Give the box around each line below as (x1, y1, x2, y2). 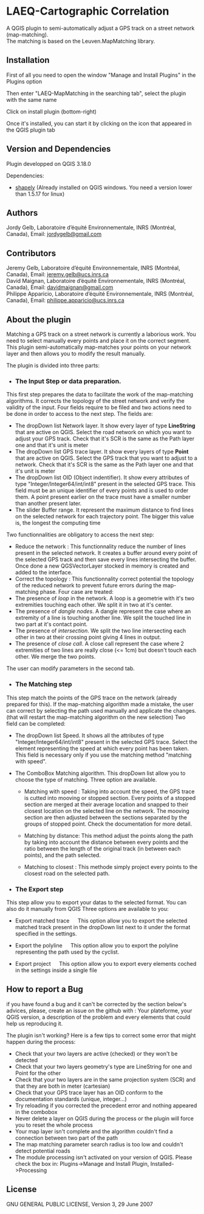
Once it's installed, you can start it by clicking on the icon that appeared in (6, 120, 192, 127)
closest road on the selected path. (24, 869, 110, 877)
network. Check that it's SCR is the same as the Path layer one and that (15, 461, 194, 468)
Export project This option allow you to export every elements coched (15, 960, 197, 967)
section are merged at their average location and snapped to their (24, 801, 189, 808)
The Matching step (15, 680, 72, 688)
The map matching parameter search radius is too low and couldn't (15, 1140, 183, 1148)
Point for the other (15, 1069, 61, 1077)
